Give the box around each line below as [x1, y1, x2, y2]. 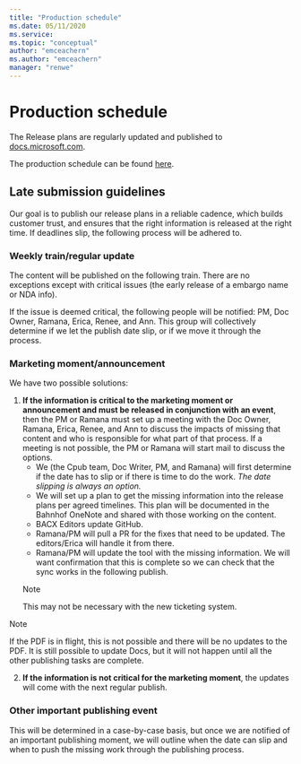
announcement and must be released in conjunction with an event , [21, 404, 276, 415]
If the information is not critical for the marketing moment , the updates [21, 673, 289, 683]
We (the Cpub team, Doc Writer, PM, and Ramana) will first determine [35, 462, 292, 473]
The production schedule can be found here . [9, 158, 175, 169]
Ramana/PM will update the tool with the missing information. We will [35, 548, 291, 559]
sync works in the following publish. [35, 567, 168, 577]
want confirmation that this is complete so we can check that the [35, 557, 275, 568]
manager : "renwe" [9, 64, 74, 73]
